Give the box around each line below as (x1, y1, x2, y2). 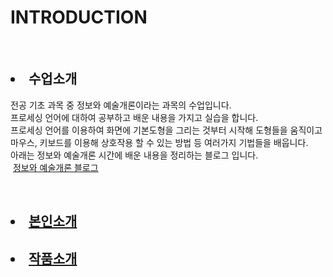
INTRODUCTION (10, 6, 148, 29)
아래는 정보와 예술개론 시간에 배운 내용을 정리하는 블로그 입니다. (10, 149, 259, 161)
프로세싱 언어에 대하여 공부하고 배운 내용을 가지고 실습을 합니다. (10, 111, 259, 123)
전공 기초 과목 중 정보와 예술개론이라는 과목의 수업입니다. (10, 99, 232, 111)
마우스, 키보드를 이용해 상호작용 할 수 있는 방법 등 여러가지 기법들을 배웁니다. (10, 136, 309, 148)
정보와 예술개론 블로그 (12, 161, 99, 173)
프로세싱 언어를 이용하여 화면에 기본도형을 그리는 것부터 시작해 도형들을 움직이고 (10, 124, 323, 136)
